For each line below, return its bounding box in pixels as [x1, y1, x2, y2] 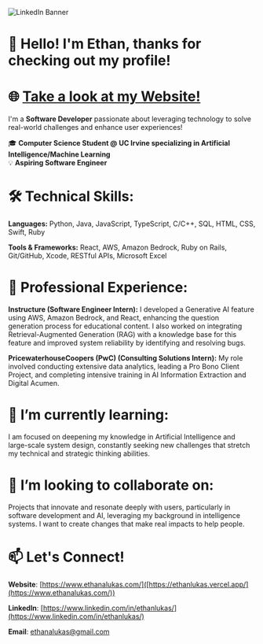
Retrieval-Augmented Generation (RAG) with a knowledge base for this [8, 330, 237, 339]
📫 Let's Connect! [8, 548, 125, 566]
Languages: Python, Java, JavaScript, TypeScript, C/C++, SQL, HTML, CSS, [8, 219, 256, 228]
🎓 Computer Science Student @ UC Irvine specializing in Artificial [8, 139, 230, 148]
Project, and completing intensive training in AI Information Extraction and [8, 370, 247, 379]
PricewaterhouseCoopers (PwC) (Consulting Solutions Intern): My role [8, 353, 243, 362]
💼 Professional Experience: [8, 279, 188, 297]
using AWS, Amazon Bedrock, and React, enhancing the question [8, 313, 220, 322]
